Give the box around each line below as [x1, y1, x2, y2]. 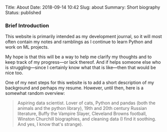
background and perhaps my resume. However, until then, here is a [5, 85, 144, 91]
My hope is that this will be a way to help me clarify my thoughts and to [5, 54, 152, 60]
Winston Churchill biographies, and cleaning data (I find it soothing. [17, 116, 156, 122]
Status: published [5, 10, 41, 16]
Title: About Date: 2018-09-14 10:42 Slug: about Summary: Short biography [5, 5, 160, 10]
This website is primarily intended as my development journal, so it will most [5, 34, 162, 40]
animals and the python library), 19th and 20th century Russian [17, 105, 147, 111]
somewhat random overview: [5, 90, 65, 96]
